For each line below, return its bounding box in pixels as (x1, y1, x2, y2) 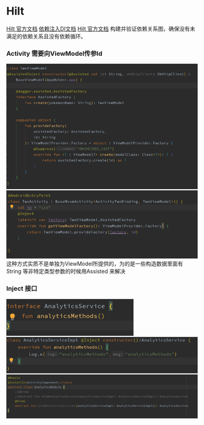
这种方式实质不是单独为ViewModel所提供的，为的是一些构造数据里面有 (6, 260, 183, 267)
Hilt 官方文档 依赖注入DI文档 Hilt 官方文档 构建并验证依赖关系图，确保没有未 (6, 25, 195, 32)
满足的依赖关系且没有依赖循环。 (6, 32, 86, 40)
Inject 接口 (6, 284, 38, 293)
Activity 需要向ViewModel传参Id (6, 49, 103, 58)
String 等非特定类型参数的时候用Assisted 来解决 (6, 268, 126, 275)
